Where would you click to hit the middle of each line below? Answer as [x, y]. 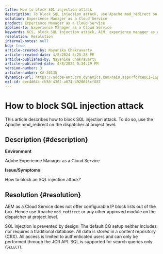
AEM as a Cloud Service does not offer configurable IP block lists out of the [81, 206]
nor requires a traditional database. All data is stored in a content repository [81, 232]
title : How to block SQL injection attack [49, 9]
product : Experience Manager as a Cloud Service [55, 23]
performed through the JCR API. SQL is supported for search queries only [79, 242]
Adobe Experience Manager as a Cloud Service [52, 161]
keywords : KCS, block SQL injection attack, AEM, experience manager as [80, 32]
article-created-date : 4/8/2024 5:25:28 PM [50, 55]
